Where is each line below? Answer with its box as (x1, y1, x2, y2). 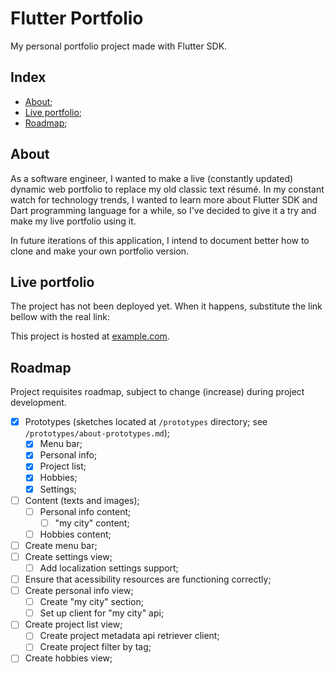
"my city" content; (54, 517, 130, 529)
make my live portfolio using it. (10, 215, 137, 227)
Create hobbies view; (24, 652, 113, 664)
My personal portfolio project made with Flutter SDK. (10, 40, 228, 52)
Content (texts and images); (24, 494, 140, 506)
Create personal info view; (24, 585, 134, 597)
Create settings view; (24, 550, 113, 562)
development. (10, 397, 67, 409)
